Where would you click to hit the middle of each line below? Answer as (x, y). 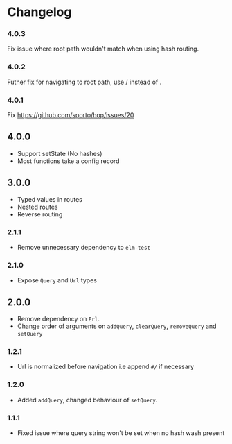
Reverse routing (40, 214)
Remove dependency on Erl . (59, 319)
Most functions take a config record (68, 161)
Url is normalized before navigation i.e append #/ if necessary (106, 367)
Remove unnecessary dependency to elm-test (84, 247)
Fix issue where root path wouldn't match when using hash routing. (103, 49)
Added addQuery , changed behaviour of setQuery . (87, 400)
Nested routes (37, 207)
